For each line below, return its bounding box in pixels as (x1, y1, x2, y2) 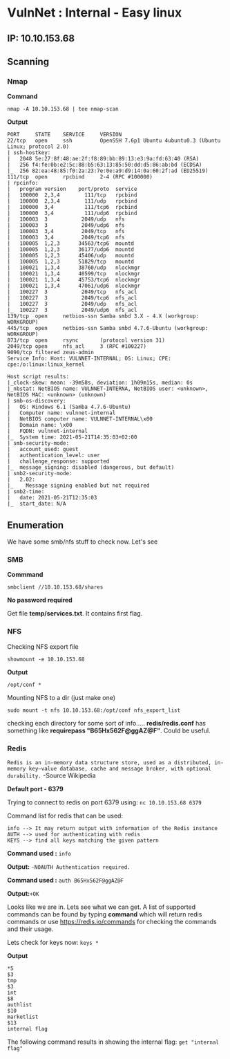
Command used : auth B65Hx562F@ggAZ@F (7, 876, 124, 884)
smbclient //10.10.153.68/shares (7, 584, 104, 591)
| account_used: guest (7, 446, 79, 453)
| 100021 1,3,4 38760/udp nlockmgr (7, 264, 140, 271)
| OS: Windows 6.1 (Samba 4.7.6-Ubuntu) (7, 403, 131, 411)
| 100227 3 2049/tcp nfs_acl (7, 288, 137, 295)
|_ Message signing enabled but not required (7, 482, 150, 489)
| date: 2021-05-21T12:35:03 (7, 495, 97, 501)
